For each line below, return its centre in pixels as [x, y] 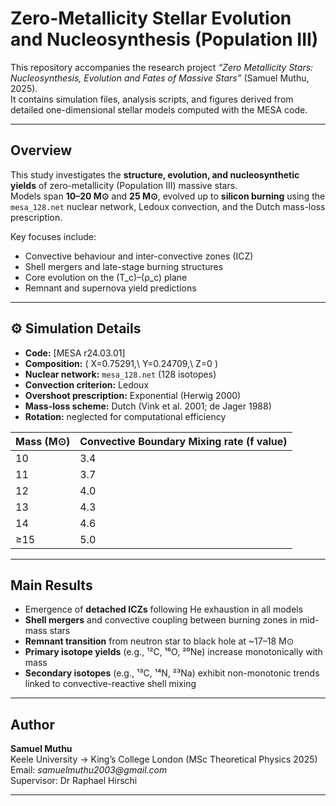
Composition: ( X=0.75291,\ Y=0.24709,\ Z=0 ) [121, 363]
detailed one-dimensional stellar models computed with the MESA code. [159, 109]
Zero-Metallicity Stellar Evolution [151, 18]
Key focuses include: [53, 236]
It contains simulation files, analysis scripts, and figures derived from [152, 99]
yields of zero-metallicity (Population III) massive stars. [124, 185]
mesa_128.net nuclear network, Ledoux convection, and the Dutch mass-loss [168, 206]
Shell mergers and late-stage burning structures [124, 266]
